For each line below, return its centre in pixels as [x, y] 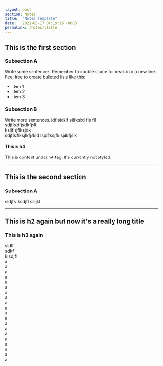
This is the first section [41, 47]
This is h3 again [24, 235]
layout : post [18, 9]
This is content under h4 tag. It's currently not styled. [58, 157]
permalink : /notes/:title [31, 28]
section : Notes [20, 14]
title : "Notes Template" [31, 18]
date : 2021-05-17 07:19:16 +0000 [41, 23]
